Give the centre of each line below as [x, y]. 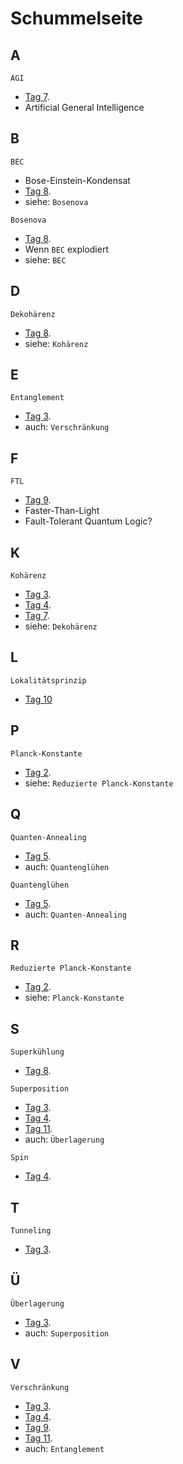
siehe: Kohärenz [56, 343]
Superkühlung [37, 1052]
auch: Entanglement [64, 1448]
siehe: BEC [45, 259]
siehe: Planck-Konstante [74, 998]
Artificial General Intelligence [84, 107]
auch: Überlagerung [64, 1139]
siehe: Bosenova [56, 201]
